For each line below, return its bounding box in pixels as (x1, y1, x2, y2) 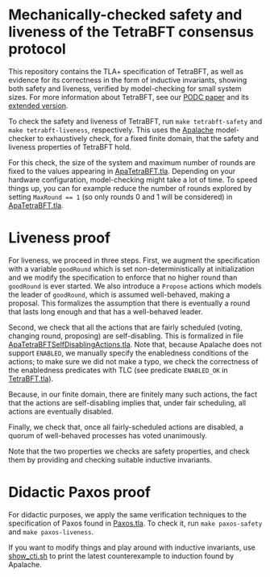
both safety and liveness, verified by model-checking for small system (8, 83, 242, 93)
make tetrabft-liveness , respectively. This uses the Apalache (8, 125, 214, 135)
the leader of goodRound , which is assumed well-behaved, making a (8, 289, 231, 299)
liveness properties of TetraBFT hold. (8, 142, 131, 152)
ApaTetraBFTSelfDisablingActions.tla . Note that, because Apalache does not (8, 339, 262, 349)
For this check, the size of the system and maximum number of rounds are (8, 157, 256, 167)
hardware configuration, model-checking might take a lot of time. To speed (8, 175, 258, 185)
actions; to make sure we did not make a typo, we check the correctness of (8, 356, 259, 366)
